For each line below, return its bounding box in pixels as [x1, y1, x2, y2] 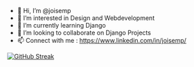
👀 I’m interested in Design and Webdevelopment [17, 14, 155, 22]
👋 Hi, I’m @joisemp [17, 7, 71, 15]
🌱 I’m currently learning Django [17, 21, 106, 29]
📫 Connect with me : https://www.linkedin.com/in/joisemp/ [17, 37, 187, 44]
